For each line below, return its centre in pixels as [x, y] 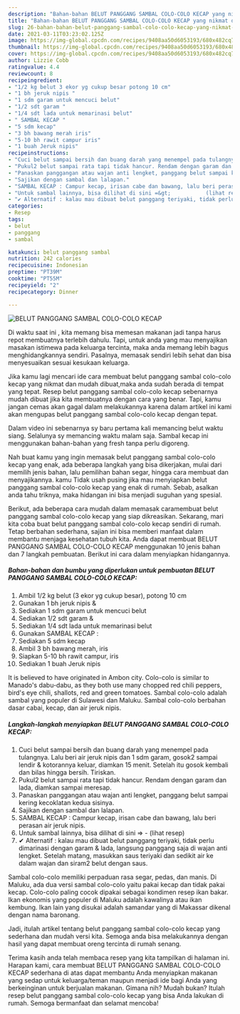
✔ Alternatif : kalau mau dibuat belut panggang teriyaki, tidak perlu [116, 841]
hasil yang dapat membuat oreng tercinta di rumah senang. [95, 944]
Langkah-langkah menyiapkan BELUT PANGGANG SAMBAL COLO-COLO [119, 725]
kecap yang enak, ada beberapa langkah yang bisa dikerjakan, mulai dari [115, 465]
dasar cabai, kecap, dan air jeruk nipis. [65, 708]
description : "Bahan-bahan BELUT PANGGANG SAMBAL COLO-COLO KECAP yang [116, 14]
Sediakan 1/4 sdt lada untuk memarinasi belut [85, 626]
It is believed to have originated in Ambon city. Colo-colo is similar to [109, 678]
